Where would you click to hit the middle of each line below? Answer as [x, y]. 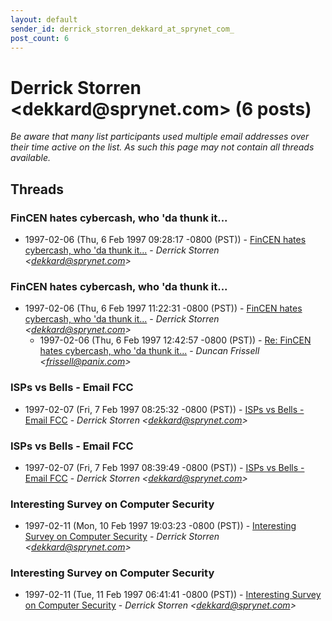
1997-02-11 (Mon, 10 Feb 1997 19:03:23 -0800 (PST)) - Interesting [160, 526]
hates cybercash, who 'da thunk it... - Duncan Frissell [149, 351]
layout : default [44, 19]
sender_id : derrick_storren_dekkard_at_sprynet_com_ [122, 29]
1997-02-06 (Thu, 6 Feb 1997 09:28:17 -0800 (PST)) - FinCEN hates [165, 239]
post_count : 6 [40, 38]
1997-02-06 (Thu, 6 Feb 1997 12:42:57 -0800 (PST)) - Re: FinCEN [175, 340]
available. [31, 158]
